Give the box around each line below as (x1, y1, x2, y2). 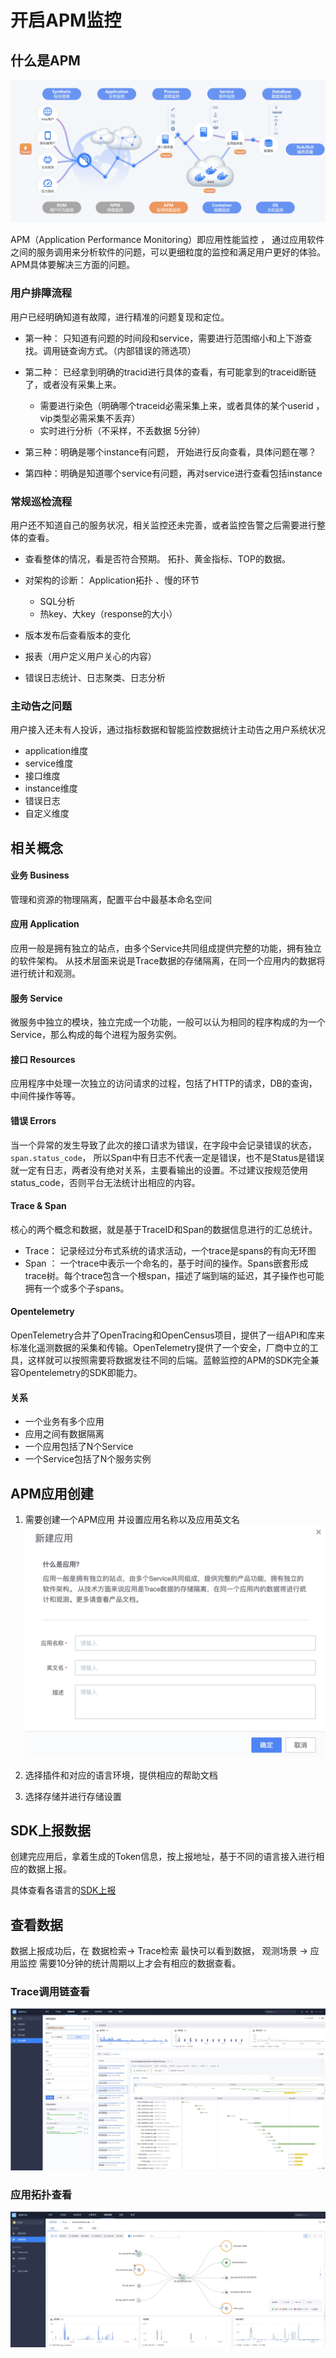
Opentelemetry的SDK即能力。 (18, 1367, 143, 1379)
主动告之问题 (10, 699, 73, 713)
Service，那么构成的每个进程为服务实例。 (10, 1029, 183, 1041)
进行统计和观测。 (10, 967, 81, 980)
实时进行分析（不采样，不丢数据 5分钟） (39, 424, 206, 436)
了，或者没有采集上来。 (24, 378, 122, 390)
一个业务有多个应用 (24, 1416, 105, 1428)
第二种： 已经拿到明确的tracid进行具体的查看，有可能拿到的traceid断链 (24, 366, 317, 378)
